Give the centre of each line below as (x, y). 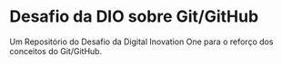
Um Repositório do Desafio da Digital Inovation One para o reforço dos (141, 42)
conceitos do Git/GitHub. (56, 51)
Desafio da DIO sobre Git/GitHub (134, 17)
